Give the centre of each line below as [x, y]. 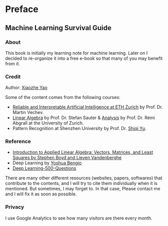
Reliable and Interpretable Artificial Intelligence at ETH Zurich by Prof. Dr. [88, 107]
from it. [13, 63]
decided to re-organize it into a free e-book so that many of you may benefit [84, 58]
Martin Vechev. [28, 112]
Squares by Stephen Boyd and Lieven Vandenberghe [67, 158]
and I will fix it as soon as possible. [41, 194]
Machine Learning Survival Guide [58, 28]
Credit [13, 76]
